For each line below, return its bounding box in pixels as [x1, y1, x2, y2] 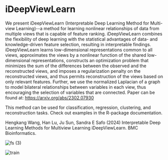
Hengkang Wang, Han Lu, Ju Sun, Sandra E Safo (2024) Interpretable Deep [5, 119, 161, 125]
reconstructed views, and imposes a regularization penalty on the [5, 68, 141, 74]
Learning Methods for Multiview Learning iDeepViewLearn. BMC [5, 124, 138, 131]
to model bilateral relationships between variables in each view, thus [5, 84, 146, 90]
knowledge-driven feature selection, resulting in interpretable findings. [5, 41, 151, 47]
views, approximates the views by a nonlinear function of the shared [5, 52, 146, 58]
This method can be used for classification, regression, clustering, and [5, 104, 151, 110]
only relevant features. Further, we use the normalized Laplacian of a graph [5, 79, 160, 85]
